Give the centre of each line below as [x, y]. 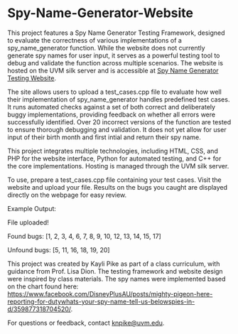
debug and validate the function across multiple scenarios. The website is [115, 63]
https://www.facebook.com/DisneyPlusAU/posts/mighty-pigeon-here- [110, 293]
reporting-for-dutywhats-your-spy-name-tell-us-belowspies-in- [101, 301]
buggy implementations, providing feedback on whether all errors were [111, 114]
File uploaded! [28, 222]
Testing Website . [32, 78]
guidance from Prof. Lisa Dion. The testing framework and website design [115, 271]
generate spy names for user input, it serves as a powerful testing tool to [114, 55]
